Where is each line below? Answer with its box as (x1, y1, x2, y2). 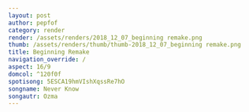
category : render (8, 26, 65, 34)
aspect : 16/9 (8, 63, 51, 71)
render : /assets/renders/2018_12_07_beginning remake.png (8, 33, 203, 42)
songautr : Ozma (8, 92, 58, 100)
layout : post (8, 11, 51, 20)
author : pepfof (8, 19, 58, 27)
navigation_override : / (8, 56, 87, 64)
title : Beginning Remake (8, 48, 90, 56)
